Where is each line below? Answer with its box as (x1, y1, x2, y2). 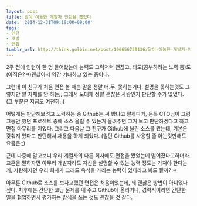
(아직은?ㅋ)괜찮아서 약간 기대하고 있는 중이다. (6, 71, 110, 78)
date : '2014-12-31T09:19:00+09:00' (6, 19, 93, 25)
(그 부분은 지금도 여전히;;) (6, 98, 65, 105)
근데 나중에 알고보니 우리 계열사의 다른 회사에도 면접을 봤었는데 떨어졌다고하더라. (6, 152, 191, 159)
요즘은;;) (6, 139, 26, 146)
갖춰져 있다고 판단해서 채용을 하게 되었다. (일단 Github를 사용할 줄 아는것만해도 (6, 132, 186, 139)
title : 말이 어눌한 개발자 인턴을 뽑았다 (6, 14, 91, 20)
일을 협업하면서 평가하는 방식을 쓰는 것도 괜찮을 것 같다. (6, 194, 133, 201)
